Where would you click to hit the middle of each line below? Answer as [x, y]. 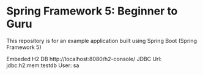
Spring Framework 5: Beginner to [92, 11]
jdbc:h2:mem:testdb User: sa [43, 65]
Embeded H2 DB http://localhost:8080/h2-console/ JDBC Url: [84, 59]
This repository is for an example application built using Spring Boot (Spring [102, 41]
